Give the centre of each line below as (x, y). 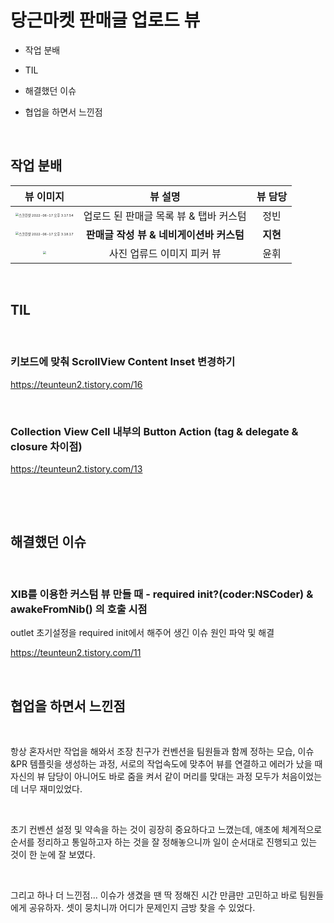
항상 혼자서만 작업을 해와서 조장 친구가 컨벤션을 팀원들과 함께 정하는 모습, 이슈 (162, 752)
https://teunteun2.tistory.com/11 (76, 653)
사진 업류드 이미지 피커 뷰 (165, 253)
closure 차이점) (46, 446)
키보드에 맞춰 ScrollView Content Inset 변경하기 (123, 362)
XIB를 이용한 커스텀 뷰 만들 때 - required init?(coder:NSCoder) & (162, 594)
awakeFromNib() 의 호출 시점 (79, 609)
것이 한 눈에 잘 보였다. (53, 855)
